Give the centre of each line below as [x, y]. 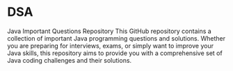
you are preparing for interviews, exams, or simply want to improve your [111, 45]
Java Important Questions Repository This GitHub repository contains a [110, 31]
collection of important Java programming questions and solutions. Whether [116, 38]
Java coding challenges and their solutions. [70, 60]
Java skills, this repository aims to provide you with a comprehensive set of [115, 53]
